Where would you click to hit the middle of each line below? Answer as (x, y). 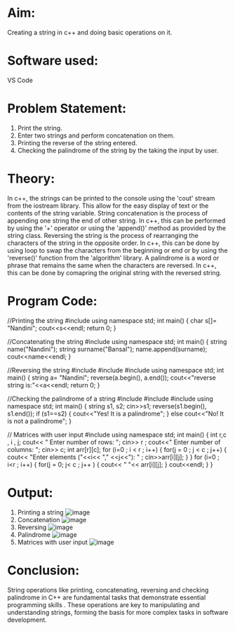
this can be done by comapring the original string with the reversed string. (115, 272)
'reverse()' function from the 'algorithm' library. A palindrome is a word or (113, 258)
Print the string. (40, 128)
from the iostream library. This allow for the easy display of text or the (108, 206)
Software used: (53, 61)
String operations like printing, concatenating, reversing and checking (108, 590)
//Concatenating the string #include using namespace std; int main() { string (117, 341)
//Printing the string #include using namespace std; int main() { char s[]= (112, 320)
